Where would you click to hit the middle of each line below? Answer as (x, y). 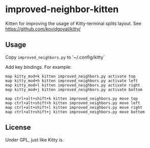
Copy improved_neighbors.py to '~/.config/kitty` (55, 57)
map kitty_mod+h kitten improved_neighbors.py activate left (72, 81)
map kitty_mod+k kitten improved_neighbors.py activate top (71, 76)
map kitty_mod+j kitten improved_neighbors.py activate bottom (74, 90)
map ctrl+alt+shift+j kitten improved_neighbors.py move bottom (75, 112)
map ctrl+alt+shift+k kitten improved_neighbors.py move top (72, 98)
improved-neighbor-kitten (62, 9)
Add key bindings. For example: (39, 67)
